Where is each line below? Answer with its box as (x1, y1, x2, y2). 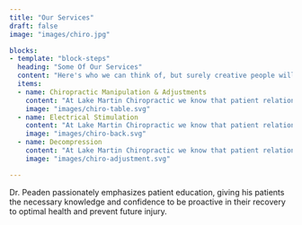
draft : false (9, 22, 58, 30)
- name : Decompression (17, 138, 102, 147)
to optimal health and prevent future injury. (9, 205, 168, 216)
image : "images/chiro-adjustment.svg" (25, 154, 171, 163)
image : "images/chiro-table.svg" (25, 104, 151, 113)
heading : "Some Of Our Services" (17, 63, 143, 72)
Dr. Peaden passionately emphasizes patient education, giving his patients (9, 186, 285, 197)
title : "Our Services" (9, 13, 94, 22)
